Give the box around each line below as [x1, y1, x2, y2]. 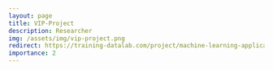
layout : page [8, 11, 53, 20]
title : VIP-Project [8, 19, 75, 27]
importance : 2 [8, 49, 57, 57]
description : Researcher [8, 27, 93, 35]
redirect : [8, 42, 42, 50]
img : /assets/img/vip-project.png [8, 34, 126, 43]
